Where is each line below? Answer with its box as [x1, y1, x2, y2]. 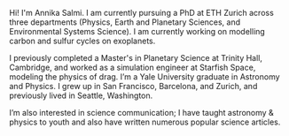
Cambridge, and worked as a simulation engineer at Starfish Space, [9, 62, 256, 72]
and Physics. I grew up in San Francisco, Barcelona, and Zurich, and [9, 81, 258, 91]
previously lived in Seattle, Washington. [9, 90, 153, 101]
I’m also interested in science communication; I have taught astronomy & [9, 108, 275, 117]
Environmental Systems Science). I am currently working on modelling [9, 26, 266, 36]
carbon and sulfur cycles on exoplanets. [9, 35, 156, 46]
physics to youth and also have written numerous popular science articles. [9, 117, 281, 127]
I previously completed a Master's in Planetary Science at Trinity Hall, [9, 53, 263, 63]
